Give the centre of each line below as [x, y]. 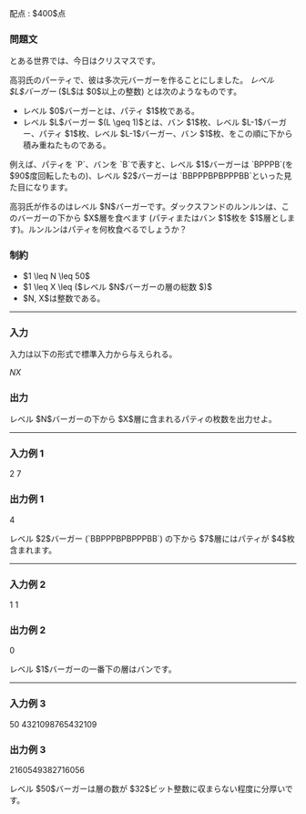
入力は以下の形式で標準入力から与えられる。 [93, 354]
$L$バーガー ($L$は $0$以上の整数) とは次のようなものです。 [126, 92]
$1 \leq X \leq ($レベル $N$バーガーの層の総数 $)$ [117, 286]
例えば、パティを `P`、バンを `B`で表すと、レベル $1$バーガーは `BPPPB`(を [152, 165]
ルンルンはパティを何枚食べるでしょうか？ [108, 230]
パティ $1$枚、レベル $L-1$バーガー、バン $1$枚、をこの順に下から [166, 134]
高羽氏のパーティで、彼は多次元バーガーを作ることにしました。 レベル [142, 80]
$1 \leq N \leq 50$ [56, 275]
